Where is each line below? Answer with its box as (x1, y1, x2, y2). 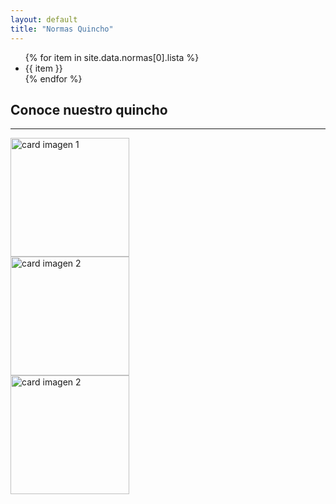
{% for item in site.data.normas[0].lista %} (24, 51, 200, 63)
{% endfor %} (24, 72, 83, 85)
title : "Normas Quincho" (10, 24, 114, 34)
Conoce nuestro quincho (10, 101, 168, 118)
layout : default (10, 14, 78, 25)
